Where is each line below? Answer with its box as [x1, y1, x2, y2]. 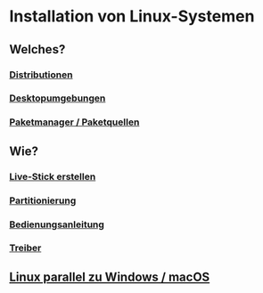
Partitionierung [9, 194, 77, 207]
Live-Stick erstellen [9, 170, 96, 183]
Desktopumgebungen [9, 92, 106, 104]
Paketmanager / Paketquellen [9, 116, 140, 128]
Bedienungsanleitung [9, 218, 105, 231]
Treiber [9, 242, 42, 255]
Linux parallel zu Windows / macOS [9, 269, 210, 284]
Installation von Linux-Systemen [9, 6, 255, 27]
